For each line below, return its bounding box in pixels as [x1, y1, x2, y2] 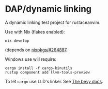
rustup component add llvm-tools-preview [5, 70, 90, 75]
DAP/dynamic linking [5, 3, 92, 15]
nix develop [5, 38, 29, 43]
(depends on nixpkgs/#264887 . [5, 47, 68, 53]
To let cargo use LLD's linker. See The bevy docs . [5, 78, 103, 84]
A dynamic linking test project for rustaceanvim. [5, 19, 101, 25]
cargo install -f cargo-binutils [5, 66, 73, 71]
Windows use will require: [5, 56, 57, 62]
